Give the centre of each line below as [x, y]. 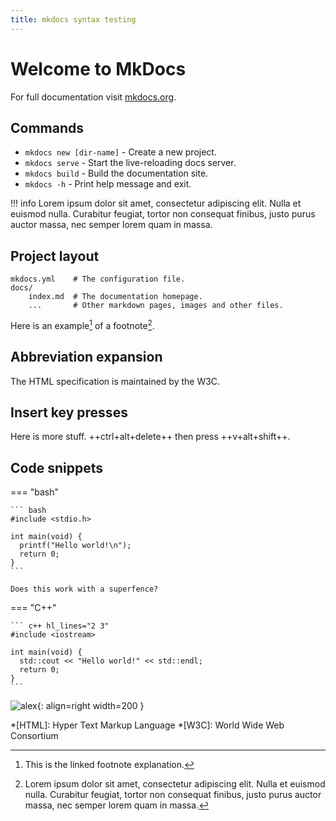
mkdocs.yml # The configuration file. [98, 279]
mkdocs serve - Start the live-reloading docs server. [130, 163]
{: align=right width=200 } [90, 706]
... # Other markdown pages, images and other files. [156, 306]
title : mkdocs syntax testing [73, 19]
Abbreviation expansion [86, 357]
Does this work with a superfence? [84, 589]
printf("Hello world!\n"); [75, 546]
